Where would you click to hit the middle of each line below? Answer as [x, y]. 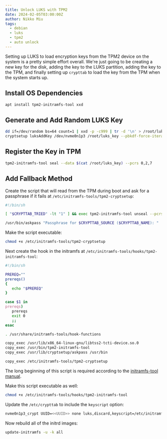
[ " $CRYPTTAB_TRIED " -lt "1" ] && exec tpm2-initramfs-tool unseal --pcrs [84, 214]
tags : [11, 24]
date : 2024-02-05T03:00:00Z [34, 14]
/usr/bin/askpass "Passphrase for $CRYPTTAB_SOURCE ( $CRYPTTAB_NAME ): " [82, 223]
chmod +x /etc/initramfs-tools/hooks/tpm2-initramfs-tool [66, 395]
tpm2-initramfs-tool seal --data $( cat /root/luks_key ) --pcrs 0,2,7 [79, 163]
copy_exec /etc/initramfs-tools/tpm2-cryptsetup [56, 361]
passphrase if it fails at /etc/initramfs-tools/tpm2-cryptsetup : [70, 196]
